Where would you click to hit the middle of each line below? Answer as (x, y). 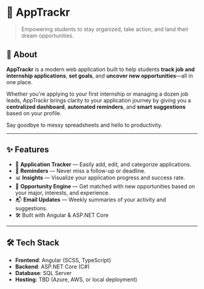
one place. (19, 82)
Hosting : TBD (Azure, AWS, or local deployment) (76, 280)
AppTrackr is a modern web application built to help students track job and (101, 69)
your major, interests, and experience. (63, 193)
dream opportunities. (47, 35)
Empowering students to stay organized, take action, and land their (105, 29)
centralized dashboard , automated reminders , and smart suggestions (96, 107)
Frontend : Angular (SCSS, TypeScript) (63, 261)
